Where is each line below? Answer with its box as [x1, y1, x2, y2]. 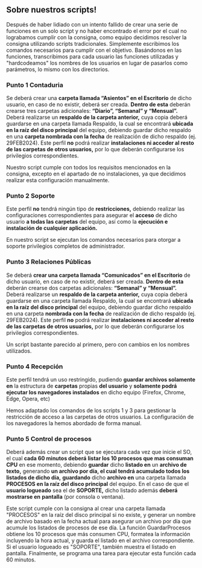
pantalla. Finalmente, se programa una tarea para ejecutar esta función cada [6, 550, 197, 557]
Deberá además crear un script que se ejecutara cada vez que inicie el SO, [6, 449, 192, 456]
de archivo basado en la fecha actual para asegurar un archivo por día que [6, 518, 192, 525]
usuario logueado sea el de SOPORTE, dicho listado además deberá [6, 487, 178, 494]
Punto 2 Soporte [6, 192, 55, 200]
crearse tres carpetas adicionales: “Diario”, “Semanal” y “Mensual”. [6, 107, 178, 115]
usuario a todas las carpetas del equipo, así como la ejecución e [6, 218, 168, 226]
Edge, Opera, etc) [6, 395, 50, 402]
